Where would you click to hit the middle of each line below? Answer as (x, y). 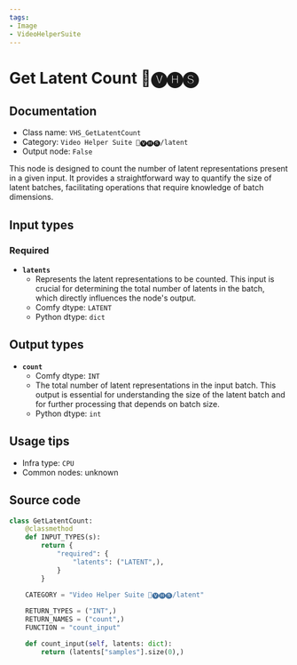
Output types (47, 345)
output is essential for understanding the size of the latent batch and (160, 394)
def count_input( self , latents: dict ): (99, 644)
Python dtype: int (68, 413)
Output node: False (57, 151)
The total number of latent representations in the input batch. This (156, 385)
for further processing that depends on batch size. (127, 404)
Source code (45, 500)
